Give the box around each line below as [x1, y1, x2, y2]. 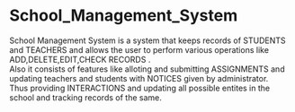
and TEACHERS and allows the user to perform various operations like [9, 44, 270, 55]
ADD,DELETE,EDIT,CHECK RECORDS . [9, 54, 151, 65]
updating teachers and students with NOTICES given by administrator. [9, 73, 269, 83]
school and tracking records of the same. [9, 91, 162, 103]
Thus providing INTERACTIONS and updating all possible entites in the [9, 82, 271, 93]
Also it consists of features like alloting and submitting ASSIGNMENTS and [9, 64, 285, 74]
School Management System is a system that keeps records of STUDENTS [9, 35, 286, 46]
